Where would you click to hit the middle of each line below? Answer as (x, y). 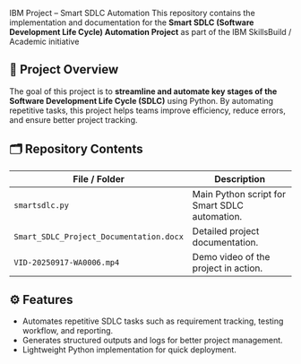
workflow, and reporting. (68, 331)
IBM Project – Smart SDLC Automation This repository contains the (132, 13)
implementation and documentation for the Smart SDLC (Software (132, 22)
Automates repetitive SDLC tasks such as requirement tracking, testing (153, 321)
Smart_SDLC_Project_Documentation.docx (99, 236)
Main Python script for (239, 194)
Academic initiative (44, 41)
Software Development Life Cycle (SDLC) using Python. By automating (142, 100)
